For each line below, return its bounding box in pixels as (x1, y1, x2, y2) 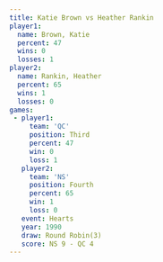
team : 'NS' (29, 172, 70, 181)
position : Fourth (29, 181, 94, 190)
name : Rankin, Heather (17, 72, 102, 81)
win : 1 (29, 197, 54, 207)
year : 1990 (21, 222, 63, 231)
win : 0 (29, 147, 54, 156)
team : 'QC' (29, 122, 70, 131)
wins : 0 (17, 47, 47, 56)
